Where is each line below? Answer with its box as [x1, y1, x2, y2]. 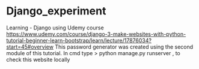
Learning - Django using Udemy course [6, 24, 104, 31]
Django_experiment [6, 4, 106, 18]
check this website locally [6, 56, 70, 63]
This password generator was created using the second [55, 43, 194, 50]
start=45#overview [6, 43, 54, 50]
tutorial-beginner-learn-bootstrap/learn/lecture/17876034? [6, 37, 152, 44]
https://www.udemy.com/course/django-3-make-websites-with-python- [6, 30, 186, 37]
